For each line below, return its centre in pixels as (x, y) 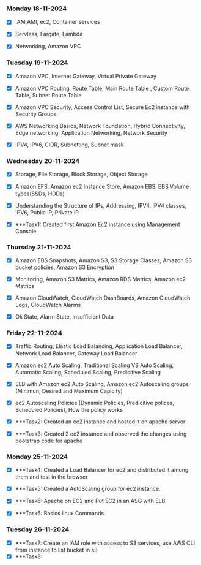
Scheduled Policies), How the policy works (69, 409)
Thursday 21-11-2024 (39, 247)
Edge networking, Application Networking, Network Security (91, 133)
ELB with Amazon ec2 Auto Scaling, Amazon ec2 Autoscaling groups (102, 384)
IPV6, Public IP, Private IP (47, 212)
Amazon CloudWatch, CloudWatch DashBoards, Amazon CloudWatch (103, 298)
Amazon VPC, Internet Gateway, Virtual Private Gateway (86, 76)
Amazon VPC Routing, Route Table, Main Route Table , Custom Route (102, 88)
